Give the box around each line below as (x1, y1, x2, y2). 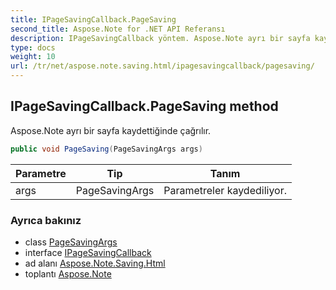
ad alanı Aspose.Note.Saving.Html (24, 257, 166, 269)
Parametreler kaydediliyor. (163, 183, 287, 197)
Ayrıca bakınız (10, 213, 82, 227)
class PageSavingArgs (24, 236, 118, 248)
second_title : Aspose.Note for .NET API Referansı (10, 24, 226, 34)
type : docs (10, 42, 56, 53)
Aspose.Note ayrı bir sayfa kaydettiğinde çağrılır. (10, 124, 212, 136)
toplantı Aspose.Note (24, 267, 112, 280)
